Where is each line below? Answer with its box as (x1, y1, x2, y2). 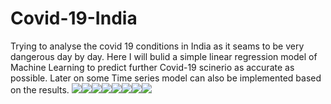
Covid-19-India (10, 7, 138, 30)
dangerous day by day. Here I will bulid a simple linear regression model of (10, 50, 318, 62)
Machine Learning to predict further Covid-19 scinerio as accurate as (10, 61, 295, 73)
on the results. (10, 83, 70, 96)
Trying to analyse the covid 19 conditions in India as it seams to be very (10, 40, 305, 52)
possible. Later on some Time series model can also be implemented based (10, 72, 322, 84)
